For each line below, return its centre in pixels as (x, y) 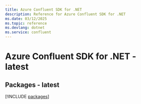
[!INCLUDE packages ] (27, 96)
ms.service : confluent (28, 32)
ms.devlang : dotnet (25, 28)
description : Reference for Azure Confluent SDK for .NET (65, 14)
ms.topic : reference (26, 23)
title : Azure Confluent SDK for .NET (44, 10)
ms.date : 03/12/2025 (26, 19)
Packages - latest (32, 85)
